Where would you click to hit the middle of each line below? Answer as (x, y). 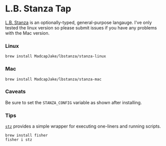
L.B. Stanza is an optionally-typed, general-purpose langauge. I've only (78, 22)
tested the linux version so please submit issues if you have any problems (81, 27)
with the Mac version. (27, 33)
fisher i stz (19, 140)
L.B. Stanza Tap (38, 9)
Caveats (15, 92)
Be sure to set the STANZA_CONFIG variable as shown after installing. (73, 102)
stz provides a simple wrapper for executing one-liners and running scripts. (83, 126)
